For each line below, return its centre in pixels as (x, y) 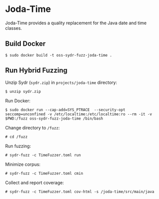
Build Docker (25, 44)
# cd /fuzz (16, 137)
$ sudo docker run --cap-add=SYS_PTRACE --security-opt (65, 110)
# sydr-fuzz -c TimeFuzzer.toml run (43, 155)
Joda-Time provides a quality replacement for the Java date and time (76, 23)
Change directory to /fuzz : (33, 128)
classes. (14, 28)
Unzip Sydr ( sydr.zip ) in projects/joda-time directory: (61, 82)
